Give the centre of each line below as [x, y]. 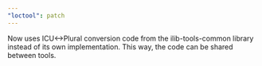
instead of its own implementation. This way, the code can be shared [120, 47]
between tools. [32, 55]
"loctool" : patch [36, 16]
